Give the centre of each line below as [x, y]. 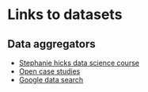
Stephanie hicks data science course [79, 63]
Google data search [51, 80]
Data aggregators [51, 44]
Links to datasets [65, 15]
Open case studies [49, 71]
